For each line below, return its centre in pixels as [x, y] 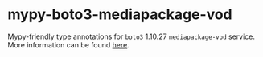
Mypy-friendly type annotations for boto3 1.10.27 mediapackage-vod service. [131, 36]
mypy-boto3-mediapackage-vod [120, 15]
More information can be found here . [68, 44]
